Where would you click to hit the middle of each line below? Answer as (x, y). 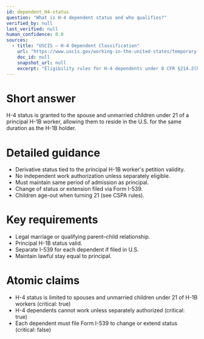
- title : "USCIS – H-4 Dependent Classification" (76, 46)
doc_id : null (34, 57)
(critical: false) (33, 330)
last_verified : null (32, 29)
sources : (17, 40)
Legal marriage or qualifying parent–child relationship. (83, 237)
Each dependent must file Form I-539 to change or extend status (96, 323)
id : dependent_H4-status (38, 12)
